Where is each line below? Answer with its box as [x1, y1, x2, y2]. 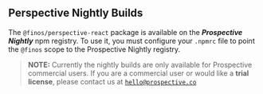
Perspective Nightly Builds [8, 6, 143, 20]
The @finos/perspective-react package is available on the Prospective [8, 27, 243, 37]
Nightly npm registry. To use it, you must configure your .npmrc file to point [8, 36, 255, 45]
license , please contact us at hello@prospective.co [27, 76, 197, 86]
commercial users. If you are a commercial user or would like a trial [27, 68, 249, 78]
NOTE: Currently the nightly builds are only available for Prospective [27, 60, 253, 69]
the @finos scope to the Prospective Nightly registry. [8, 44, 181, 54]
